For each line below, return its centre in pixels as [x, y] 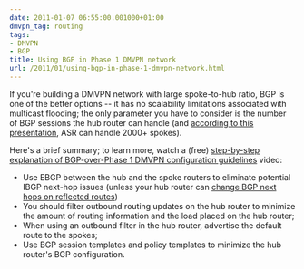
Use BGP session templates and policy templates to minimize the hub [152, 245]
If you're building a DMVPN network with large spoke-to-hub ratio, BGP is [147, 94]
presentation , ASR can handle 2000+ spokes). [96, 132]
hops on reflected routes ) [70, 197]
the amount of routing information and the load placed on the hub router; [158, 216]
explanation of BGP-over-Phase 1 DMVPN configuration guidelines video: [146, 159]
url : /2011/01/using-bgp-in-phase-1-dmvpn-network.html [117, 69]
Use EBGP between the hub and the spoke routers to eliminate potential [157, 177]
